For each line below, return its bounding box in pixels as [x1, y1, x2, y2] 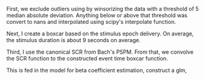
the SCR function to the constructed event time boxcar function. [6, 55, 168, 62]
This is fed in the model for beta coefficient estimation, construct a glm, [6, 67, 187, 74]
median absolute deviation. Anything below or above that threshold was [6, 12, 188, 19]
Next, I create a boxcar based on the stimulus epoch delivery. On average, [6, 30, 194, 37]
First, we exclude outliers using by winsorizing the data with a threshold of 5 [6, 5, 199, 12]
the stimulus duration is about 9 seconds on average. [6, 37, 141, 43]
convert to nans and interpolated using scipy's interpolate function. [6, 18, 176, 25]
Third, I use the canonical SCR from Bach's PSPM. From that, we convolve [6, 48, 194, 56]
